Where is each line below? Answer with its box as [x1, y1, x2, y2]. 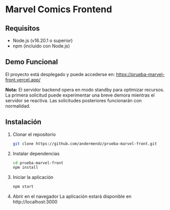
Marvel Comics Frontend [5, 4, 112, 15]
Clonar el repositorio [12, 131, 56, 137]
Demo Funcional [5, 58, 58, 66]
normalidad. [5, 103, 31, 109]
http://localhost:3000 [12, 199, 58, 205]
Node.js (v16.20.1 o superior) [12, 37, 73, 43]
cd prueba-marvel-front [12, 160, 64, 166]
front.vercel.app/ [5, 77, 41, 83]
